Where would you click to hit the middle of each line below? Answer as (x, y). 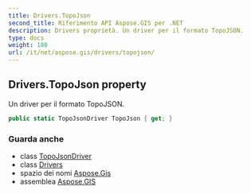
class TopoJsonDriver (56, 156)
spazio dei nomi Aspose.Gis (65, 173)
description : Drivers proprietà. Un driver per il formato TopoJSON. (126, 30)
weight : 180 (28, 45)
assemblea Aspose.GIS (58, 181)
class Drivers (41, 165)
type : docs (26, 38)
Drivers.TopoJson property (77, 85)
